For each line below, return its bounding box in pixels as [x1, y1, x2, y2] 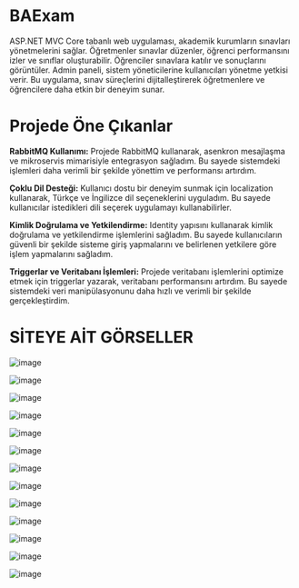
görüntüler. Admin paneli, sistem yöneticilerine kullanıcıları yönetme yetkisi [9, 65, 289, 75]
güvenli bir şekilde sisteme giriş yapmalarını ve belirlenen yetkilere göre [9, 238, 277, 250]
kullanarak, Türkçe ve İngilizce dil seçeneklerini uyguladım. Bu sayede [9, 192, 271, 203]
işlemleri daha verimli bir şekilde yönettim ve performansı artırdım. [9, 164, 257, 175]
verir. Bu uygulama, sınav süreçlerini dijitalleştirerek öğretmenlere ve [9, 74, 265, 85]
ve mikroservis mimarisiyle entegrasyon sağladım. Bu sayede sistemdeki [9, 155, 281, 166]
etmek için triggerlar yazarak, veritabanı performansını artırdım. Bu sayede [9, 275, 288, 286]
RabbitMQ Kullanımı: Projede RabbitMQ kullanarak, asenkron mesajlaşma [9, 145, 286, 156]
